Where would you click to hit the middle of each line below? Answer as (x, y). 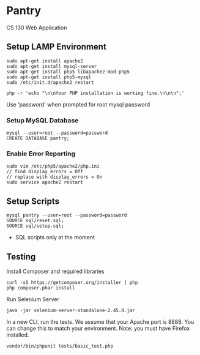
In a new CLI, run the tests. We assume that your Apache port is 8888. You (100, 321)
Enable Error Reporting (41, 154)
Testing (21, 257)
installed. (18, 335)
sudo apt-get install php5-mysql (49, 77)
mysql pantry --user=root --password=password (67, 215)
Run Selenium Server (33, 299)
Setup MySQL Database (43, 120)
